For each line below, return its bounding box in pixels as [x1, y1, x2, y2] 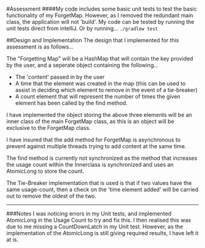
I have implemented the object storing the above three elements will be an [6, 111, 192, 118]
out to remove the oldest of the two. [6, 192, 96, 200]
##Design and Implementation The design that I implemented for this [6, 37, 179, 43]
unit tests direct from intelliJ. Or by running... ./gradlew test [6, 24, 159, 32]
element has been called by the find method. [15, 99, 128, 107]
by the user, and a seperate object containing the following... [6, 61, 159, 69]
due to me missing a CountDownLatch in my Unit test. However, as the [6, 223, 184, 230]
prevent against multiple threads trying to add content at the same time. [6, 143, 187, 149]
